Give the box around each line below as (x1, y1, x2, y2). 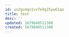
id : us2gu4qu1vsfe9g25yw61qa (5, 7, 64, 12)
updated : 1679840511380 (5, 20, 53, 25)
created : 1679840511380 (5, 25, 53, 30)
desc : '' (5, 16, 23, 21)
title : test (5, 12, 29, 16)
